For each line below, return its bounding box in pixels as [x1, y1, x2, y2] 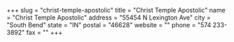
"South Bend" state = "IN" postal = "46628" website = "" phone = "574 [6, 21, 212, 29]
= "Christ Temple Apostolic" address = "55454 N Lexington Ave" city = [6, 13, 212, 22]
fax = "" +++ [26, 28, 63, 36]
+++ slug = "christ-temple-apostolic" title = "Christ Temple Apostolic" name [6, 6, 226, 14]
